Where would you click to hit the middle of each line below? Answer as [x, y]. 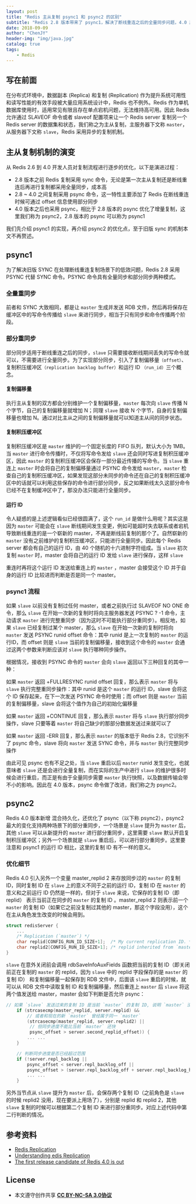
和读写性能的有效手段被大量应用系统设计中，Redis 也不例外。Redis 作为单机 [97, 102]
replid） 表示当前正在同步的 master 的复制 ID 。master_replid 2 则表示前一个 [97, 900]
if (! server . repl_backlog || [52, 1059]
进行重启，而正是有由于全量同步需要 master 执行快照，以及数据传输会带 [102, 777]
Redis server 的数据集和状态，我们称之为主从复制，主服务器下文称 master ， [97, 125]
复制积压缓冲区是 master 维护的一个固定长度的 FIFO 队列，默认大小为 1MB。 [97, 446]
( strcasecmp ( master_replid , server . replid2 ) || [86, 1021]
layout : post [22, 11]
